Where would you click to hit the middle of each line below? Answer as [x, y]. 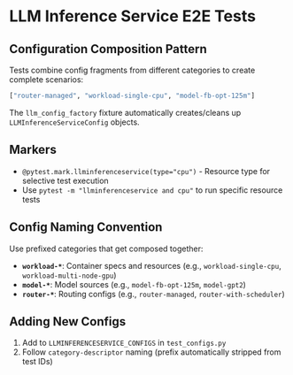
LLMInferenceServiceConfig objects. [74, 122]
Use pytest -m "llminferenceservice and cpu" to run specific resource [152, 190]
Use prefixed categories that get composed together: [106, 249]
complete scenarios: [46, 80]
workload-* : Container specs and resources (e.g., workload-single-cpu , [151, 265]
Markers [33, 150]
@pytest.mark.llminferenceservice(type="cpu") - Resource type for [146, 171]
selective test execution [65, 180]
